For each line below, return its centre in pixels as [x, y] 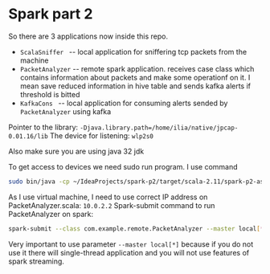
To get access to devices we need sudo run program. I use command [123, 166]
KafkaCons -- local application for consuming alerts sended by [124, 103]
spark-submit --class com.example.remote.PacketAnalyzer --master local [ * [136, 229]
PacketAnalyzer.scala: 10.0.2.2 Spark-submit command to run [112, 205]
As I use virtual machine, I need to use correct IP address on [108, 197]
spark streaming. [36, 261]
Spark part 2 [51, 14]
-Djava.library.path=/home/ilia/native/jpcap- [159, 128]
